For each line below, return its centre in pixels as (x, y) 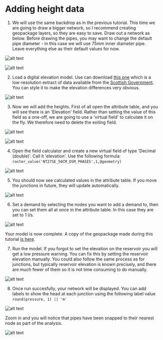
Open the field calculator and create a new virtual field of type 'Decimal (84, 151)
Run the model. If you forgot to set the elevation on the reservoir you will (85, 248)
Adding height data (45, 9)
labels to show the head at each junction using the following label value (84, 293)
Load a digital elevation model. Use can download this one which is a (81, 77)
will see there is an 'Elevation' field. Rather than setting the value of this (84, 112)
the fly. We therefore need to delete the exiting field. (64, 122)
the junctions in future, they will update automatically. (66, 185)
